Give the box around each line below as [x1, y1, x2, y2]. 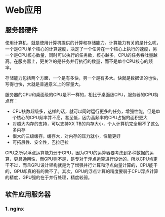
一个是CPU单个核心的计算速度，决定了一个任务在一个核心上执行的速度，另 [5, 46, 157, 52]
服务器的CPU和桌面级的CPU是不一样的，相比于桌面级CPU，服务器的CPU [5, 92, 155, 97]
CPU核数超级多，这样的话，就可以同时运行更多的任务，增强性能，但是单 [12, 108, 161, 114]
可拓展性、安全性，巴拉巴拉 [12, 139, 69, 145]
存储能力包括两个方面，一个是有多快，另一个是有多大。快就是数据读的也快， [5, 75, 161, 81]
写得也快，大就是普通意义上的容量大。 [5, 81, 83, 87]
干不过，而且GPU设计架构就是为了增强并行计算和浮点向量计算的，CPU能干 [5, 162, 158, 168]
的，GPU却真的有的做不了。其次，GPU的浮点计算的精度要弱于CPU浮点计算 [5, 169, 159, 174]
